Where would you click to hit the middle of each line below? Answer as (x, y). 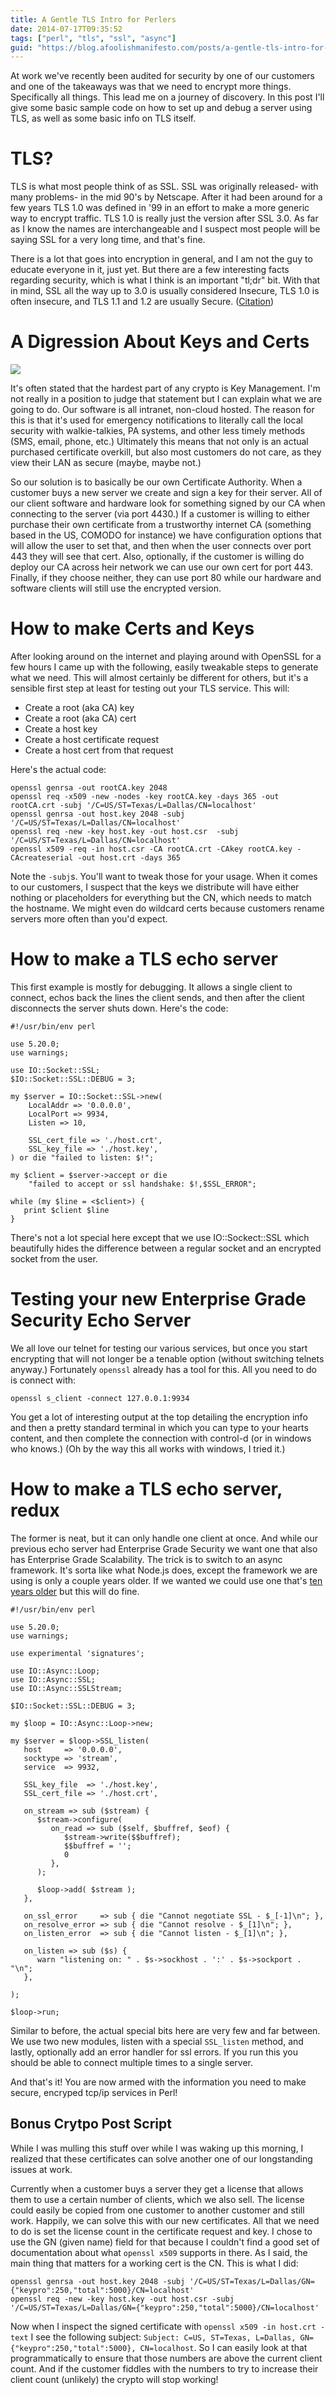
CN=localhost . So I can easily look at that (223, 2347)
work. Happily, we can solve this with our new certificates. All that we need (165, 2220)
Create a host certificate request (92, 740)
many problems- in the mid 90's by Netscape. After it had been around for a (166, 197)
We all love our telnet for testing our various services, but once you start (159, 1348)
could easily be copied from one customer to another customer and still (157, 2210)
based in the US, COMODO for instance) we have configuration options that (166, 535)
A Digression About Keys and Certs (160, 342)
